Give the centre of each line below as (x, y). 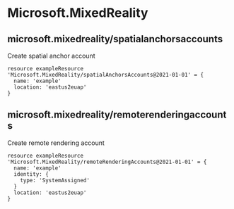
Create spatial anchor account (51, 56)
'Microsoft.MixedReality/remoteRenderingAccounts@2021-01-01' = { (107, 162)
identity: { (31, 174)
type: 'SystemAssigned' (55, 180)
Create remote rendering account (56, 143)
